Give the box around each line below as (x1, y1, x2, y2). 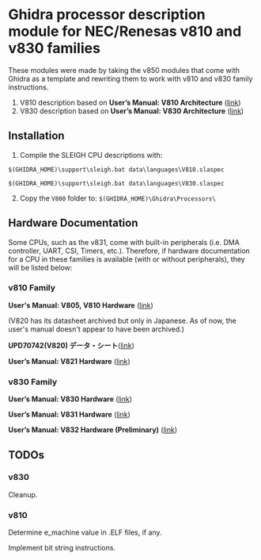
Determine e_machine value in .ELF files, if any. (8, 527, 162, 537)
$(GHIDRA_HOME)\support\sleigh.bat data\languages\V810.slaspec (8, 165, 225, 174)
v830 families (8, 40, 101, 57)
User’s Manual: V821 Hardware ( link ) (8, 356, 130, 366)
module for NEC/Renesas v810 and (8, 22, 242, 40)
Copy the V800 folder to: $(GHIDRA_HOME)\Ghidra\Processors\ (19, 193, 216, 203)
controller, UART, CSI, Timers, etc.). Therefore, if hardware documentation (8, 246, 251, 255)
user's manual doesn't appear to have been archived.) (8, 324, 184, 334)
